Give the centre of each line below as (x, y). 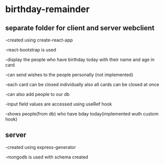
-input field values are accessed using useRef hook (59, 104)
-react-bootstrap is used (31, 50)
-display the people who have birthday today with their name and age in (80, 60)
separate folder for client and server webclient (80, 28)
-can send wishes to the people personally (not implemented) (69, 75)
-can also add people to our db (37, 94)
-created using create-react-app (39, 40)
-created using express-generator (41, 147)
